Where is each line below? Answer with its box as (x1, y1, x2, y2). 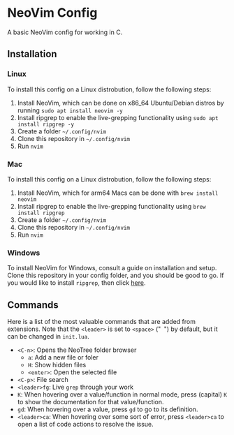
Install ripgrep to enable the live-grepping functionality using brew (17, 202, 206, 210)
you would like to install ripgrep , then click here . (7, 279, 146, 287)
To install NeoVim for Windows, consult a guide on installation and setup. (7, 264, 217, 272)
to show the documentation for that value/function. (17, 398, 164, 406)
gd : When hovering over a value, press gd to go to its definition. (17, 405, 198, 413)
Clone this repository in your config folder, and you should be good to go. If (7, 271, 224, 280)
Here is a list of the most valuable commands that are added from (7, 318, 196, 326)
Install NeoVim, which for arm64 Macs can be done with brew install (17, 189, 219, 197)
